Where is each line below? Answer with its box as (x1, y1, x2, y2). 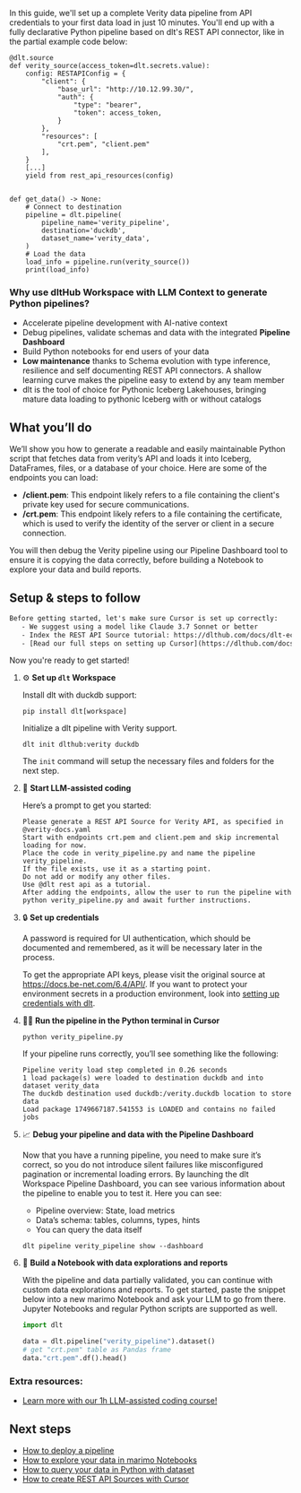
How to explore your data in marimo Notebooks (21, 1454, 197, 1465)
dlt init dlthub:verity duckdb (21, 740, 140, 750)
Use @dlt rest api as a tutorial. (21, 881, 151, 890)
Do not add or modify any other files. (21, 872, 172, 881)
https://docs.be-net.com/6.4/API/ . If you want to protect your (21, 979, 248, 990)
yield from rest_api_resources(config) (25, 171, 175, 180)
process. (21, 952, 56, 963)
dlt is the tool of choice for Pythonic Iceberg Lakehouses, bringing (21, 385, 267, 395)
